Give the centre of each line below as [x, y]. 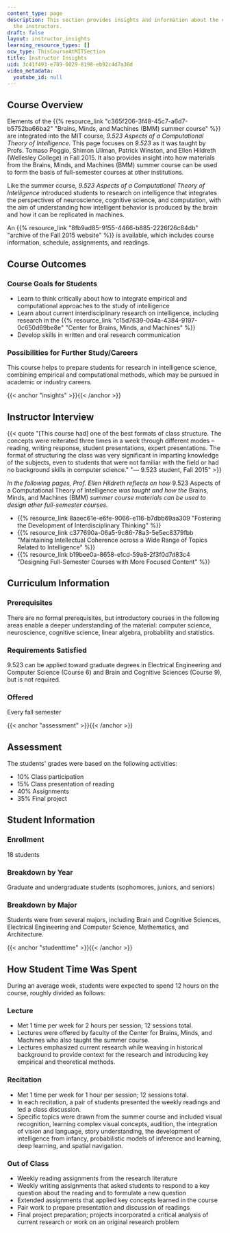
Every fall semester [34, 712]
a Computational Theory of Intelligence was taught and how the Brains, [108, 490]
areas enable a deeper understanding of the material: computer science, [109, 625]
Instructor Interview [51, 417]
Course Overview [45, 104]
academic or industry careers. [50, 382]
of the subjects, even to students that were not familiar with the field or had [113, 462]
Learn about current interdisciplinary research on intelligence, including [118, 313]
